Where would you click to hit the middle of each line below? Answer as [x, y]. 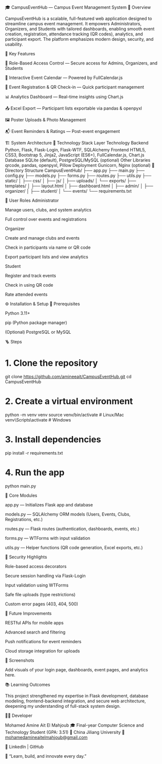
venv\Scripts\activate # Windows [38, 420]
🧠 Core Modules [21, 495]
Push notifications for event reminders [43, 641]
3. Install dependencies [53, 440]
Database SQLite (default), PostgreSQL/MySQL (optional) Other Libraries [78, 160]
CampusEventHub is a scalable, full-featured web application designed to [79, 18]
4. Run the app [35, 472]
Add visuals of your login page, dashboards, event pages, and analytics [77, 669]
